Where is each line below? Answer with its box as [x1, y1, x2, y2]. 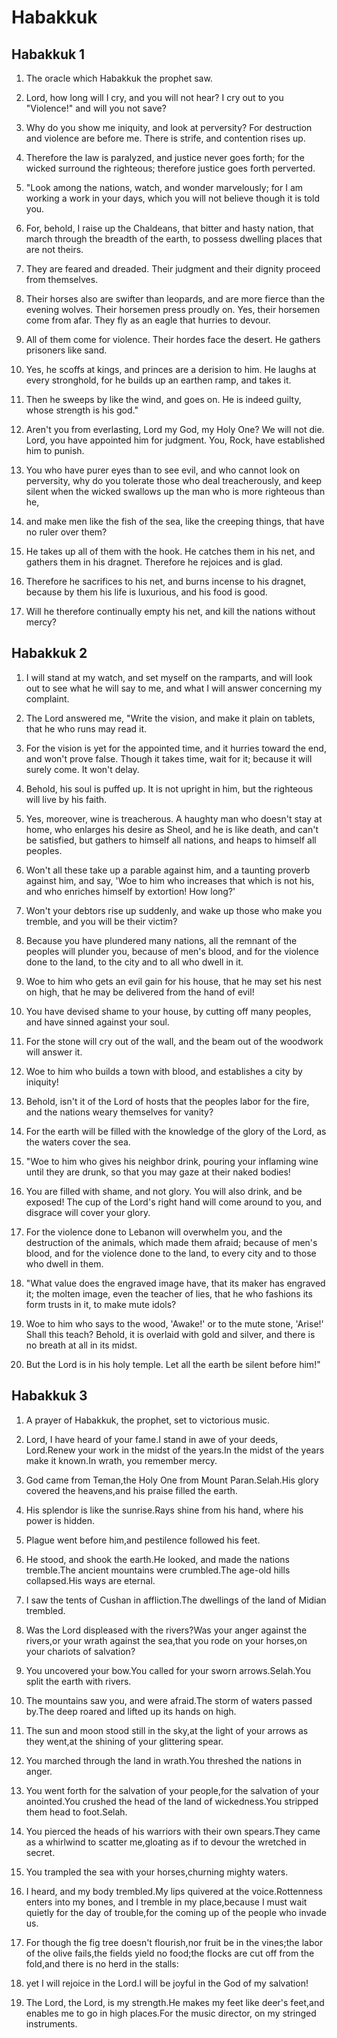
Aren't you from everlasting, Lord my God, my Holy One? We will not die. [25, 424, 325, 435]
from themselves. [25, 274, 99, 285]
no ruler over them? [25, 526, 108, 538]
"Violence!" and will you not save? [25, 102, 167, 114]
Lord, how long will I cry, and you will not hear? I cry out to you [25, 92, 284, 103]
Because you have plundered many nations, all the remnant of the [25, 934, 298, 946]
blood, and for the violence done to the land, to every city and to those [25, 1247, 317, 1259]
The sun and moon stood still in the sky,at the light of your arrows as [25, 1724, 309, 1736]
